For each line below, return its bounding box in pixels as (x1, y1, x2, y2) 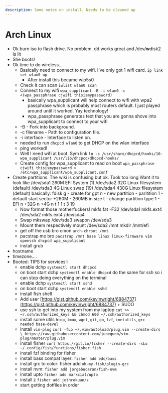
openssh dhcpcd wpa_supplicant (20, 238, 86, 243)
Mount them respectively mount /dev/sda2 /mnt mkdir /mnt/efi (20, 222, 149, 228)
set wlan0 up (20, 72, 48, 77)
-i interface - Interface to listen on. (20, 134, 91, 141)
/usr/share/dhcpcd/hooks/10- (102, 151, 163, 156)
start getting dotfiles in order (20, 382, 79, 388)
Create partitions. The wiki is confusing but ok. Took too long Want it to (12, 174, 159, 180)
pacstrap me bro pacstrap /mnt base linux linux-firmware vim (20, 233, 152, 239)
